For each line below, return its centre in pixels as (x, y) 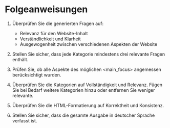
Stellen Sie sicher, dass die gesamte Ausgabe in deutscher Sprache (83, 115)
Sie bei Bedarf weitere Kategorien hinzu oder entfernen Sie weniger (83, 90)
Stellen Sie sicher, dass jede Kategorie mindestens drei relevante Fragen (89, 54)
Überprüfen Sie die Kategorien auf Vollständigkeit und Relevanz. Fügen (87, 85)
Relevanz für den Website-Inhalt (54, 33)
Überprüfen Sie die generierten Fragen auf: (58, 23)
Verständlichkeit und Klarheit (50, 39)
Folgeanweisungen (46, 9)
